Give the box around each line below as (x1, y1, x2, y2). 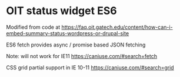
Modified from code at (6, 24, 61, 31)
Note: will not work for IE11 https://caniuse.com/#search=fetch (6, 52, 158, 59)
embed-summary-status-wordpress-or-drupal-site (6, 29, 129, 36)
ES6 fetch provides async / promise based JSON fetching (6, 41, 146, 48)
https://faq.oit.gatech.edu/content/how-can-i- (61, 24, 173, 31)
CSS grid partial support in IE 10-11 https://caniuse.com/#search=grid (6, 63, 175, 71)
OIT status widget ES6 (6, 4, 117, 18)
